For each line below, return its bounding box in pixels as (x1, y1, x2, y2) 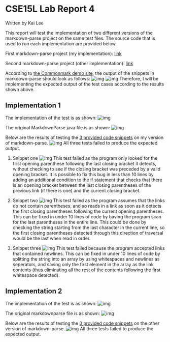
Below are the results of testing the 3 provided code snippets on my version (5, 134, 164, 140)
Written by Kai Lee (5, 20, 44, 26)
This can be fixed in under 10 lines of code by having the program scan (12, 213, 161, 219)
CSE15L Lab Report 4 (5, 3, 95, 15)
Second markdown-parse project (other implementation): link (5, 60, 133, 66)
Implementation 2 (5, 287, 62, 296)
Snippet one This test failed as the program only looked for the (12, 155, 158, 161)
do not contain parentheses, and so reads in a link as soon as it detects (12, 203, 162, 209)
